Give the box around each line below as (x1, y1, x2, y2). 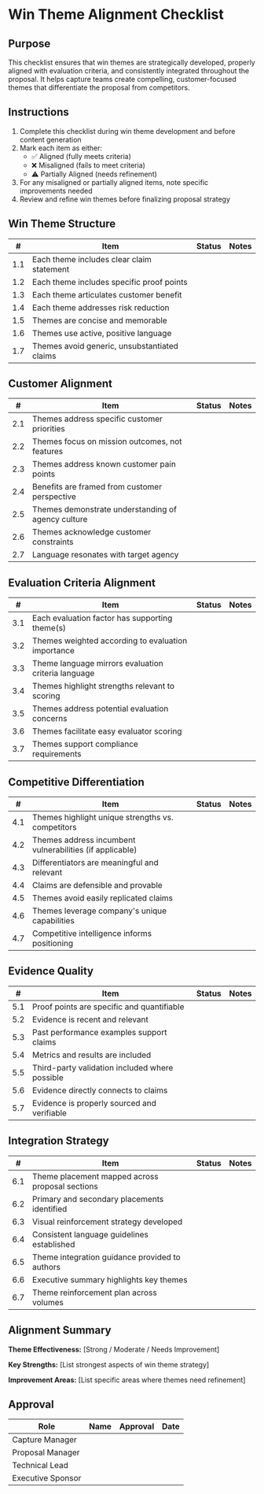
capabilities (32, 915, 75, 926)
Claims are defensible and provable (32, 880, 163, 891)
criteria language (32, 667, 95, 679)
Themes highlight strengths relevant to (32, 681, 175, 692)
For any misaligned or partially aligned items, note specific (19, 177, 209, 187)
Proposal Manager (12, 1447, 80, 1458)
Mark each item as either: (19, 143, 103, 153)
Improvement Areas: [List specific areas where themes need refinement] (8, 1375, 246, 1385)
